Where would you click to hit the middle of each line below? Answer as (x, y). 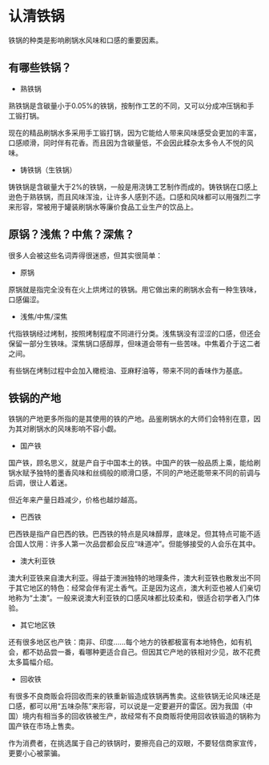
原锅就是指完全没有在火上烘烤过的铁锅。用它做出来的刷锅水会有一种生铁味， (134, 289)
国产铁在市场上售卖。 (43, 727)
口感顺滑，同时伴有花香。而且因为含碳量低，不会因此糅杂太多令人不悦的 (127, 143)
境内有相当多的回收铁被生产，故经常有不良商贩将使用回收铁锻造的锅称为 (141, 716)
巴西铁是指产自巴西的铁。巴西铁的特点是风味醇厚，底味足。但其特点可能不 (131, 534)
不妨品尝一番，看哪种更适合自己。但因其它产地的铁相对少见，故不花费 (145, 652)
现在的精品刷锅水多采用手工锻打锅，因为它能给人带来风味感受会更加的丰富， (134, 132)
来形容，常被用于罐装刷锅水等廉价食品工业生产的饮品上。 (103, 207)
